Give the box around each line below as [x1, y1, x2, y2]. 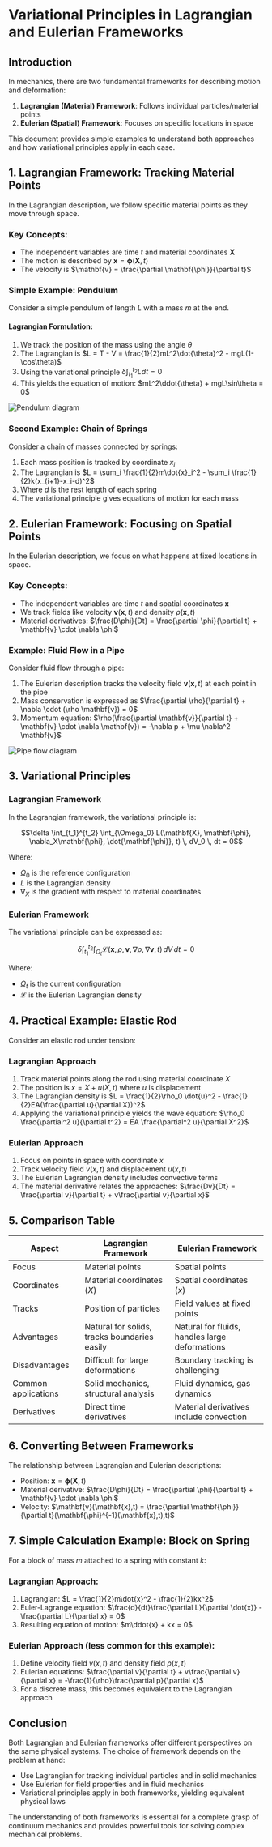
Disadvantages [12, 1359, 70, 1371]
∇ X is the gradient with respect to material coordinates [19, 887, 202, 898]
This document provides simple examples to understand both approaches [8, 134, 255, 143]
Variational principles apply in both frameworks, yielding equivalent [19, 1788, 244, 1798]
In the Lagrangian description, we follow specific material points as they [8, 200, 249, 210]
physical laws [19, 1797, 66, 1806]
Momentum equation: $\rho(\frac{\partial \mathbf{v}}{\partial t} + [19, 713, 239, 723]
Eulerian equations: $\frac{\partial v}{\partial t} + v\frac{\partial [19, 1667, 232, 1677]
